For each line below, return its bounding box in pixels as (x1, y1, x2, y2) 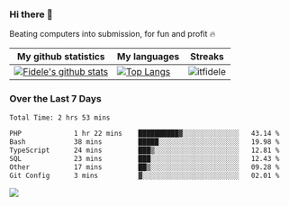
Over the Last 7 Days (9, 93, 102, 105)
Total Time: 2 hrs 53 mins (9, 112, 111, 122)
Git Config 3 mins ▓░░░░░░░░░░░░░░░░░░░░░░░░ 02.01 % (9, 171, 280, 180)
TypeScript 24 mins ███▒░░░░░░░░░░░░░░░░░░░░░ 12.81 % (9, 146, 280, 156)
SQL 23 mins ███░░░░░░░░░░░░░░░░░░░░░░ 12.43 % (9, 155, 280, 164)
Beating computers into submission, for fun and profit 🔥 (9, 29, 216, 40)
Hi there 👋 (9, 8, 54, 21)
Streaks (190, 50, 224, 63)
